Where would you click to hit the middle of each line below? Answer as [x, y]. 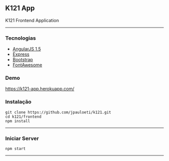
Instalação [18, 102]
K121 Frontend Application [32, 20]
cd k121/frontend [23, 117]
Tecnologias [21, 38]
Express [21, 54]
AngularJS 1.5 [27, 49]
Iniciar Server [22, 138]
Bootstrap [23, 60]
